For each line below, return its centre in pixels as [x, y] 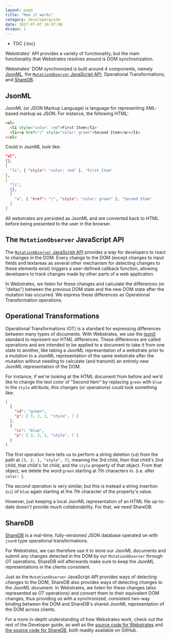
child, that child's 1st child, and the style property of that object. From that [84, 465]
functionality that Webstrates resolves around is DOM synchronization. [80, 59]
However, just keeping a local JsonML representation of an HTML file [78, 502]
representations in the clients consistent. [48, 567]
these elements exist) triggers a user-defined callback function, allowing [81, 268]
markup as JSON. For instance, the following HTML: [74, 113]
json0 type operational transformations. [47, 541]
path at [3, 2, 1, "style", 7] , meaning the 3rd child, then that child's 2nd [84, 460]
